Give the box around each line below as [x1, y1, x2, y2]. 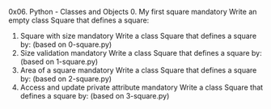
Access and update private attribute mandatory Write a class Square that [19, 82, 264, 92]
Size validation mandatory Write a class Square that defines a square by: [19, 48, 263, 57]
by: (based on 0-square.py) [19, 40, 112, 49]
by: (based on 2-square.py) [19, 74, 112, 83]
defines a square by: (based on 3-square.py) [19, 91, 170, 100]
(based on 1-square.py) [19, 57, 99, 66]
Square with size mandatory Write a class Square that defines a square [19, 31, 257, 40]
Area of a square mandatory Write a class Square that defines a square [19, 65, 257, 75]
